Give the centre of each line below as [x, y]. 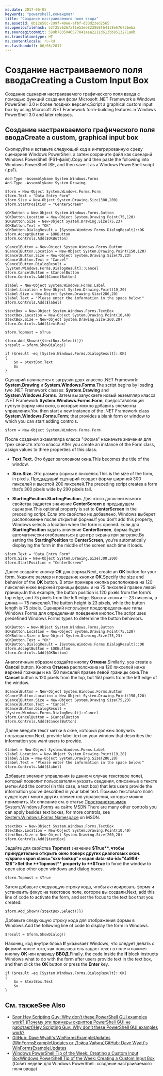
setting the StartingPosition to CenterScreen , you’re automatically [79, 540]
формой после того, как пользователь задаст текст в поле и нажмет [76, 949]
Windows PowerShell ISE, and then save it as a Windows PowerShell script [80, 165]
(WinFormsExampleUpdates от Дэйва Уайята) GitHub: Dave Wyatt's [80, 1043]
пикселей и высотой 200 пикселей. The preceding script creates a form [85, 484]
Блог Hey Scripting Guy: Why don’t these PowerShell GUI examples [80, 1017]
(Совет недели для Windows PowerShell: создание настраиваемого [82, 1064]
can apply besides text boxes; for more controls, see [57, 812]
